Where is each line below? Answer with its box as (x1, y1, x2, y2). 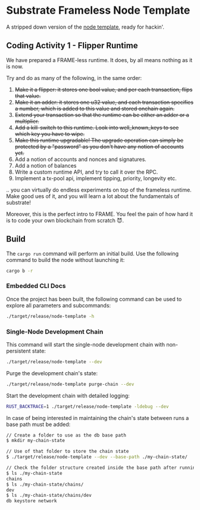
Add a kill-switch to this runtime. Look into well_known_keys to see (14, 123, 179, 131)
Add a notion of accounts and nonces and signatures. (14, 156, 147, 163)
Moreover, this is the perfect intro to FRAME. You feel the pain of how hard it (6, 210, 193, 218)
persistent (6, 347, 31, 354)
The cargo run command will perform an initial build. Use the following (6, 250, 179, 257)
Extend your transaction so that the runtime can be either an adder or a (14, 111, 189, 118)
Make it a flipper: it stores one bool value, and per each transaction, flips (14, 86, 193, 93)
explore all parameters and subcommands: (6, 302, 111, 309)
